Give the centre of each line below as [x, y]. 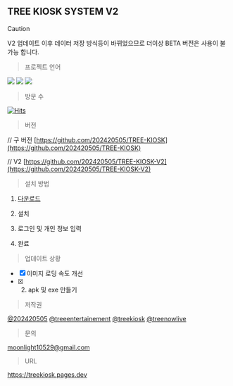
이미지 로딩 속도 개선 [55, 273]
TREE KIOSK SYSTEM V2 [63, 12]
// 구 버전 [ [22, 139]
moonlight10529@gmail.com [49, 347]
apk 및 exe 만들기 [52, 289]
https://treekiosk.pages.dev [48, 374]
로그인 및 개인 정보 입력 [50, 228]
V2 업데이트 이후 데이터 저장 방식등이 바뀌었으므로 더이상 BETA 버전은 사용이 [113, 43]
